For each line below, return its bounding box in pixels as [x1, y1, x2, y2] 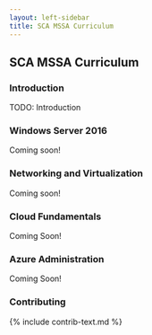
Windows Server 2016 [9, 125, 107, 137]
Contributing [9, 295, 66, 308]
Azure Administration [9, 253, 105, 265]
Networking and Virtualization [9, 167, 144, 180]
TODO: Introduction [9, 102, 81, 113]
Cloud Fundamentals [9, 210, 102, 223]
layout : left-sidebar [9, 13, 90, 22]
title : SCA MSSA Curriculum [9, 22, 114, 31]
